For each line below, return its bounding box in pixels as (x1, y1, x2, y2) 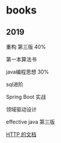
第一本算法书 (6, 56, 37, 62)
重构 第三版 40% (6, 44, 46, 50)
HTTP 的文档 (6, 131, 37, 138)
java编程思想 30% (6, 68, 49, 75)
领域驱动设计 (6, 106, 37, 112)
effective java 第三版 (6, 118, 55, 125)
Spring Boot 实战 (6, 94, 46, 100)
